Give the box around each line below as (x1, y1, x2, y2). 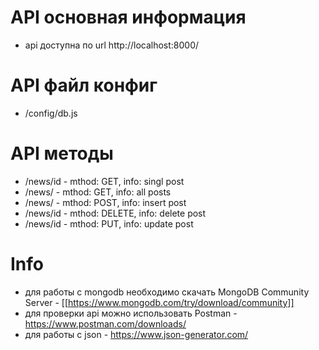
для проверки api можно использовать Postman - (24, 307, 238, 319)
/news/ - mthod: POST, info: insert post (24, 196, 187, 208)
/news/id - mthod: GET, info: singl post (24, 175, 185, 187)
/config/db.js (24, 107, 78, 119)
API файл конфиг (10, 74, 158, 97)
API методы (10, 142, 114, 165)
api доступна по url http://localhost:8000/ (24, 39, 200, 51)
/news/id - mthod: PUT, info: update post (24, 217, 194, 230)
